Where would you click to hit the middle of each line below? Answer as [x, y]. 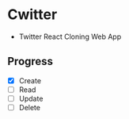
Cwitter [32, 15]
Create [30, 80]
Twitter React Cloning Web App [70, 36]
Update [31, 98]
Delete [30, 107]
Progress [30, 61]
